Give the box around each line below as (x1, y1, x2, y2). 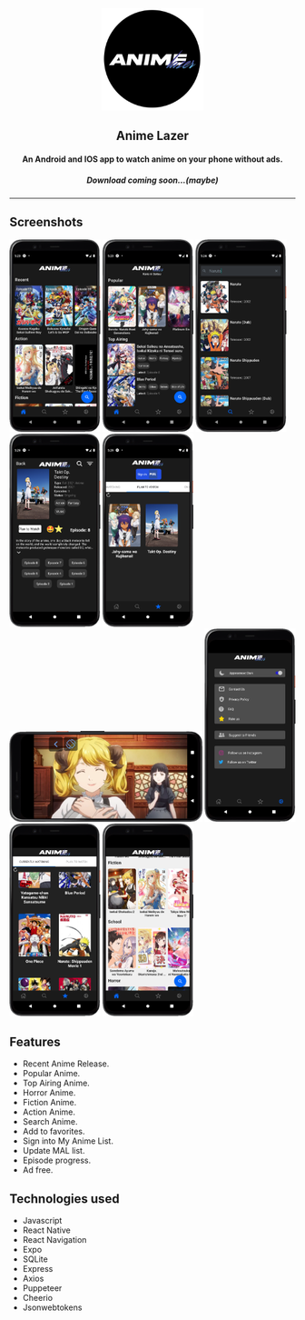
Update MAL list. (22, 1145, 85, 1156)
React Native (22, 1225, 71, 1235)
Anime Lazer (116, 128, 189, 144)
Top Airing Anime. (22, 1077, 91, 1089)
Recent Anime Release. (22, 1058, 110, 1069)
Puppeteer (22, 1282, 63, 1294)
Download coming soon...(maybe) (85, 175, 219, 185)
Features (9, 1034, 61, 1049)
